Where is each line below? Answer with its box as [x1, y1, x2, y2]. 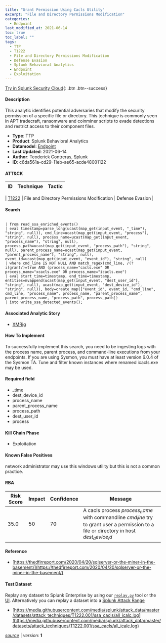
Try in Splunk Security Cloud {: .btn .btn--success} [5, 85, 108, 91]
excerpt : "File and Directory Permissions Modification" [5, 12, 125, 17]
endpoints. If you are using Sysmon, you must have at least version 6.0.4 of [5, 354, 159, 360]
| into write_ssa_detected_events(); [5, 300, 83, 305]
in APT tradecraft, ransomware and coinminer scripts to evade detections [5, 118, 155, 124]
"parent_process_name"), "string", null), [5, 252, 94, 257]
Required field [5, 376, 35, 382]
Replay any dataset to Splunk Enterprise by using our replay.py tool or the [5, 592, 157, 598]
